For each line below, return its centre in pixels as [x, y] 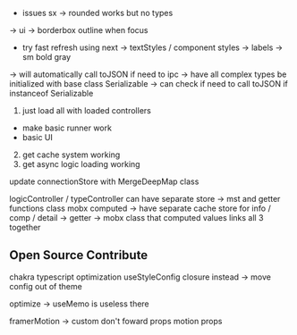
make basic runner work [67, 128]
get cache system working [71, 155]
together [25, 227]
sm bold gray [47, 57]
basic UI [38, 137]
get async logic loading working [81, 164]
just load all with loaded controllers [87, 110]
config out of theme [46, 286]
